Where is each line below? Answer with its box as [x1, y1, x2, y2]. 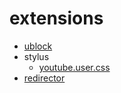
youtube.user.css [38, 61, 111, 73]
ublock [23, 40, 53, 52]
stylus [23, 50, 50, 62]
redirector [23, 72, 66, 84]
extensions [9, 7, 104, 30]
